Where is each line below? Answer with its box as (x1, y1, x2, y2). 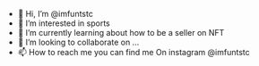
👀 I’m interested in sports (17, 18, 110, 29)
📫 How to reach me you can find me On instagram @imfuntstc (17, 47, 251, 57)
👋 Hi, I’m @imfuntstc (17, 9, 94, 19)
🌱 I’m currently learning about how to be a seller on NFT (17, 28, 225, 37)
